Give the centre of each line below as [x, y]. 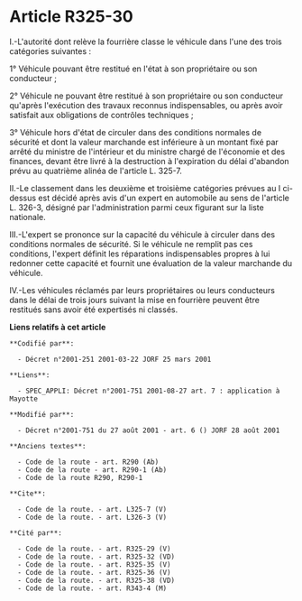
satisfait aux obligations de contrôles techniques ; [101, 115]
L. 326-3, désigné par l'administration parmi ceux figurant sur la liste [137, 207]
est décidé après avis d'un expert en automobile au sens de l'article [164, 198]
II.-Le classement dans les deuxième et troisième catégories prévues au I [145, 188]
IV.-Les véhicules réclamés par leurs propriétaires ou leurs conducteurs [142, 290]
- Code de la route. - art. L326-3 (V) [92, 517]
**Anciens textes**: [48, 446]
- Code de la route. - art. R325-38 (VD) [96, 580]
